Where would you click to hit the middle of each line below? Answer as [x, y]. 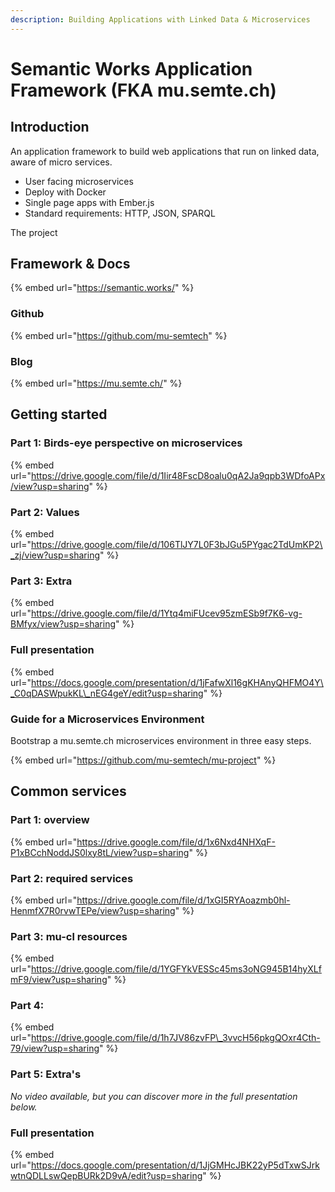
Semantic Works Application [131, 68]
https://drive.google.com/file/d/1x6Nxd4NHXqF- [176, 842]
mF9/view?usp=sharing [59, 980]
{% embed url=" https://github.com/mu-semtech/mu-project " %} [143, 760]
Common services [68, 791]
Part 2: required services [72, 878]
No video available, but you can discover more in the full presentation [154, 1096]
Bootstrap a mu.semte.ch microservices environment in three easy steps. [161, 740]
